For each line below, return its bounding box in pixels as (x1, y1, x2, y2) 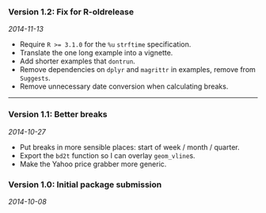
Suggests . (19, 74, 51, 83)
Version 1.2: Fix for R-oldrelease (8, 6, 135, 17)
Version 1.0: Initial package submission (8, 179, 162, 190)
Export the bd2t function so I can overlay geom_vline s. (19, 150, 196, 160)
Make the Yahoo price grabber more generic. (19, 159, 167, 169)
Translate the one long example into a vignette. (19, 48, 173, 58)
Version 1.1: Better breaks (8, 109, 108, 120)
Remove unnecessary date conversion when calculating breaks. (19, 82, 229, 91)
